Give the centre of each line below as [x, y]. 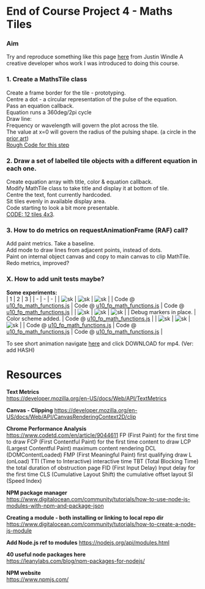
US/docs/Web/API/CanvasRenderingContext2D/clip [71, 417]
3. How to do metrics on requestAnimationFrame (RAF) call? [97, 230]
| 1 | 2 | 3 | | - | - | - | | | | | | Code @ [71, 299]
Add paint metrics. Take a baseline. [51, 244]
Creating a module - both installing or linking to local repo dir [85, 517]
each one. [21, 168]
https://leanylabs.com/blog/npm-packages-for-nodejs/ [76, 561]
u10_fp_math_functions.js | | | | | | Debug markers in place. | [101, 312]
